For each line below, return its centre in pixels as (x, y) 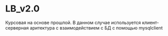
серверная (17, 27)
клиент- (150, 22)
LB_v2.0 (22, 9)
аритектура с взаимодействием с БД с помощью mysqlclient (96, 27)
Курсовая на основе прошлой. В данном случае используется (73, 22)
